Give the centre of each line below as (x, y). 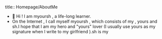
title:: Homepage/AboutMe (31, 7)
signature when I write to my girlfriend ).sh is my (60, 32)
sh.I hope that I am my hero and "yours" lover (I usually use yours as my (84, 26)
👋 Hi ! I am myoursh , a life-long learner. (51, 16)
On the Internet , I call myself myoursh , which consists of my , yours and (85, 21)
